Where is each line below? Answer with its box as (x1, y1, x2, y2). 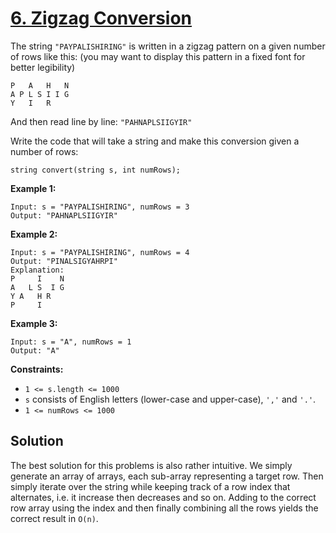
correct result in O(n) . (10, 512, 99, 524)
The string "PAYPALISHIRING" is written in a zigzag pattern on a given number (10, 40, 326, 52)
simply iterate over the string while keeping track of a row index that (10, 480, 291, 492)
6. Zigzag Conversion (10, 7, 193, 30)
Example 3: (10, 317, 58, 329)
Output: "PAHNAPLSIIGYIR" (10, 210, 118, 221)
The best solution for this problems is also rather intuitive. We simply (10, 459, 293, 471)
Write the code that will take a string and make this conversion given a (10, 135, 300, 147)
